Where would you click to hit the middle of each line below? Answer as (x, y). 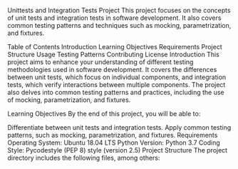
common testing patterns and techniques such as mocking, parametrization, (119, 25)
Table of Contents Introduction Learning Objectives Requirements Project (115, 47)
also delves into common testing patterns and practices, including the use (116, 92)
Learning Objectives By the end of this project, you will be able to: (104, 114)
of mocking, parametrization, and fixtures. (69, 100)
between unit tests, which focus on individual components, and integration (117, 77)
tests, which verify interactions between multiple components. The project (117, 84)
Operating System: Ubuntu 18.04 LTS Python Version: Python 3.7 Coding (114, 143)
